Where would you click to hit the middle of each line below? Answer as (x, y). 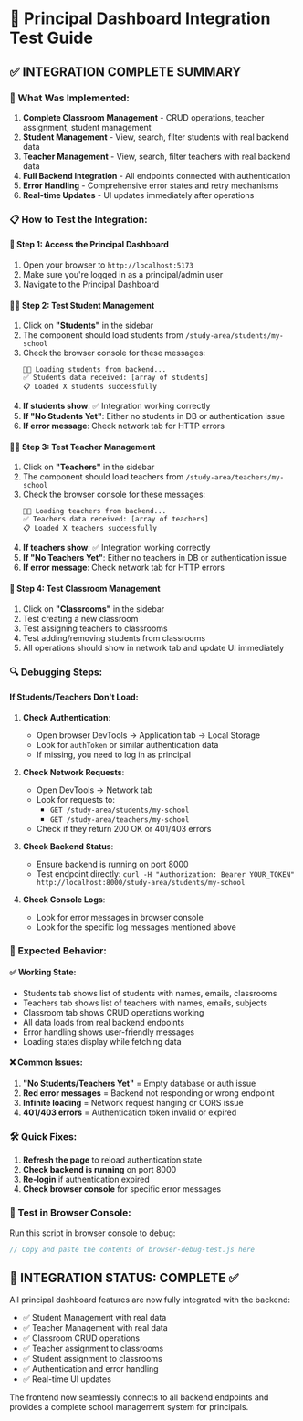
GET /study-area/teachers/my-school (120, 820)
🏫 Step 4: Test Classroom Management (85, 589)
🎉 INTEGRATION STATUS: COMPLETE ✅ (124, 1278)
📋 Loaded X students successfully (90, 387)
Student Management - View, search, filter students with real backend (156, 137)
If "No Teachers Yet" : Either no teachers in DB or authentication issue (155, 558)
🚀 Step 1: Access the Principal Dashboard (89, 245)
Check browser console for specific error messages (122, 1189)
